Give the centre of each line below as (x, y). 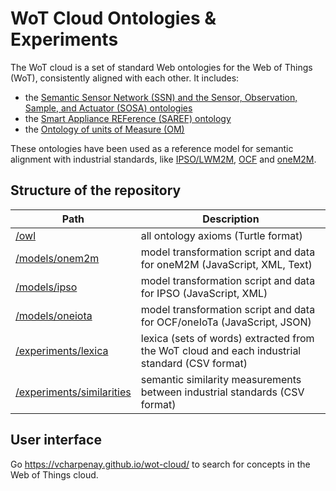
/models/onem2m (57, 258)
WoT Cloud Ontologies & (113, 18)
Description (231, 219)
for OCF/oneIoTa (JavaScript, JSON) (226, 322)
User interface (56, 440)
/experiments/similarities (73, 392)
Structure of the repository (96, 190)
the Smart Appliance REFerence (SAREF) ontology (128, 118)
